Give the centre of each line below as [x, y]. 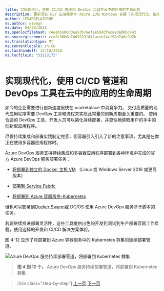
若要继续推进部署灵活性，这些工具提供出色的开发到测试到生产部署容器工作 [80, 223]
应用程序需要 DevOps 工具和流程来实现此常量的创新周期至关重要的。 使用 [83, 114]
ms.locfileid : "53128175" [31, 55]
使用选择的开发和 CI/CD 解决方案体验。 [53, 230]
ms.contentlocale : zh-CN [30, 46]
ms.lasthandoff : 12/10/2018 [34, 50]
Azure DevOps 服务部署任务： [41, 159]
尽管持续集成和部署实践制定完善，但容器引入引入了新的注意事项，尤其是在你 [82, 136]
